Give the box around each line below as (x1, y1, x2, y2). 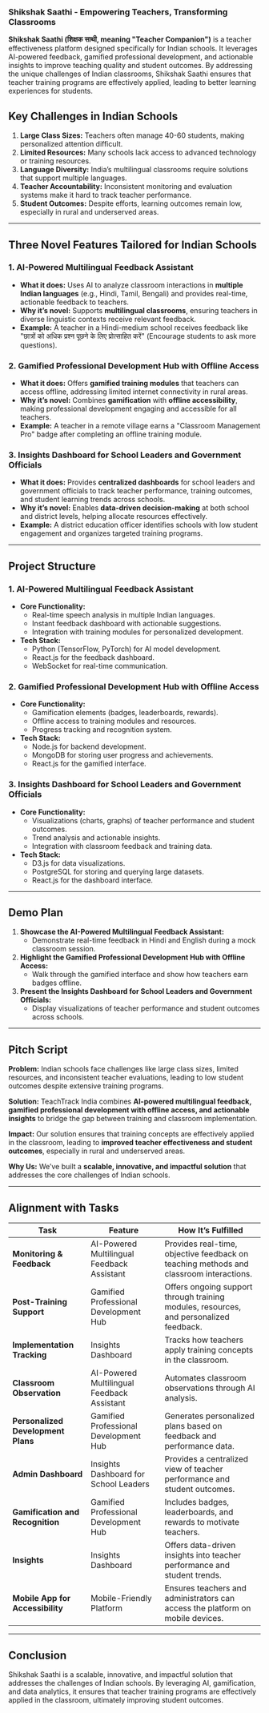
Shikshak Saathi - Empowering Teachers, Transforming (8, 6, 228, 18)
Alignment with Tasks (8, 1200, 119, 1215)
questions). (19, 340, 58, 350)
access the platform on (164, 1602, 251, 1614)
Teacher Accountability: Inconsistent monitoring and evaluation (19, 182, 232, 191)
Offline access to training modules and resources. (31, 716, 197, 726)
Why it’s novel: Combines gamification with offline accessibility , (19, 396, 238, 405)
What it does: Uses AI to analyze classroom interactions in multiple (19, 279, 243, 290)
